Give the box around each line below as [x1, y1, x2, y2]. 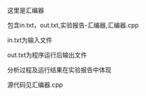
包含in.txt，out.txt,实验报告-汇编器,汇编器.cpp [7, 21, 139, 29]
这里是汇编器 [7, 6, 44, 14]
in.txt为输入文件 [7, 36, 52, 44]
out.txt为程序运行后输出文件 [7, 51, 87, 59]
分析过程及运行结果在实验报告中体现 [7, 66, 112, 74]
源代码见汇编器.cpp [7, 81, 64, 89]
